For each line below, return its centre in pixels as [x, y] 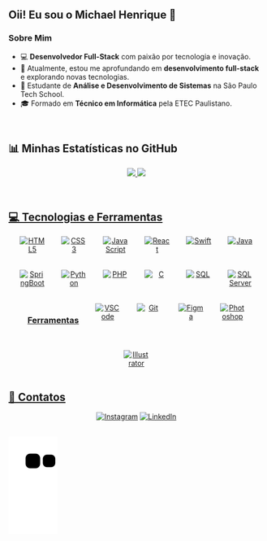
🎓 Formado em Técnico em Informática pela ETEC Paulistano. [126, 103]
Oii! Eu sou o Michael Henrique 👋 [93, 15]
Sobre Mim [30, 38]
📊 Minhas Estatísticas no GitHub [93, 148]
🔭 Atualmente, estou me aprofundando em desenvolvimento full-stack [140, 68]
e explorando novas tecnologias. [75, 76]
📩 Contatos [37, 397]
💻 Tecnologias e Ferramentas [86, 217]
